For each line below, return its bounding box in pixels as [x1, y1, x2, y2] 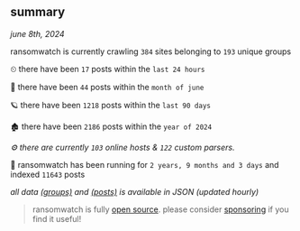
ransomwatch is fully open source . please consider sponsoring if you [32, 204, 289, 215]
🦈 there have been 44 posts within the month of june [10, 81, 205, 92]
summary [10, 5, 66, 20]
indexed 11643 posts [10, 169, 86, 180]
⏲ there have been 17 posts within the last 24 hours [10, 63, 205, 74]
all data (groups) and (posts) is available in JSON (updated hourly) [10, 186, 259, 197]
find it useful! [32, 213, 82, 224]
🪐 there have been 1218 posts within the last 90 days [10, 99, 211, 110]
